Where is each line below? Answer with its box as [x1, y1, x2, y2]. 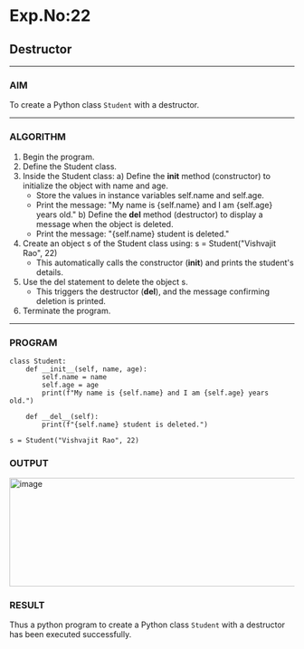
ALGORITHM [9, 130, 66, 143]
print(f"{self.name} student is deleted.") [42, 420, 208, 429]
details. [35, 266, 64, 277]
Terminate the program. [22, 305, 111, 316]
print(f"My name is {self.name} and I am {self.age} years [42, 388, 270, 397]
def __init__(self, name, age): [25, 364, 147, 374]
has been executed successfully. [9, 629, 132, 640]
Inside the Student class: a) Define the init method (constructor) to [22, 170, 271, 181]
